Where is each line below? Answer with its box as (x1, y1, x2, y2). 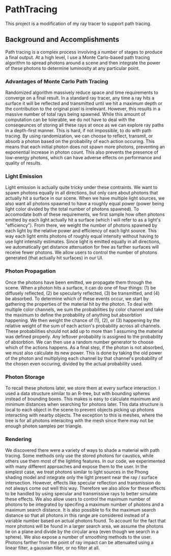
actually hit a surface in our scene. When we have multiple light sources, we (5, 195, 165, 201)
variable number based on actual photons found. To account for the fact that (5, 518, 166, 524)
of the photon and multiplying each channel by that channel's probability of (5, 355, 163, 361)
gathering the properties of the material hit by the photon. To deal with (5, 301, 153, 307)
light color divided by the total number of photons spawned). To (5, 206, 139, 212)
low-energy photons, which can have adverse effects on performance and (5, 155, 161, 161)
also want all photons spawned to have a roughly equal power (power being (5, 201, 164, 207)
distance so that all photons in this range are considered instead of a (5, 512, 149, 519)
